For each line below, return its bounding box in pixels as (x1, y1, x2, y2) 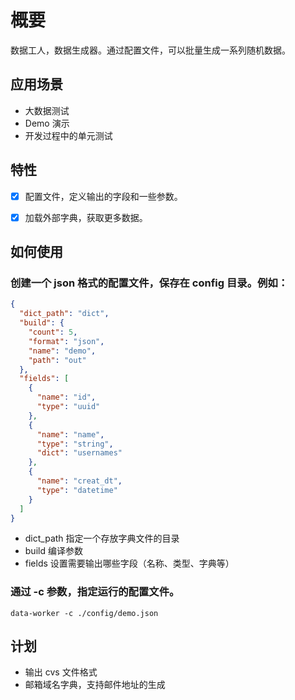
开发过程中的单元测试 (24, 129, 113, 141)
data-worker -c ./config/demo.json (10, 608, 159, 618)
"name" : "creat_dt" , (36, 476, 123, 486)
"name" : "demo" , (28, 346, 97, 356)
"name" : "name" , (36, 429, 105, 440)
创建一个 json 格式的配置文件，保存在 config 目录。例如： (10, 276, 289, 290)
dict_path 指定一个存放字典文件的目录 (24, 532, 180, 545)
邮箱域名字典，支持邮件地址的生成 (24, 679, 166, 691)
